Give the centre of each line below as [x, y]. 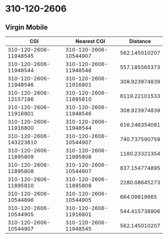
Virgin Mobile [26, 27]
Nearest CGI [90, 41]
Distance [140, 41]
